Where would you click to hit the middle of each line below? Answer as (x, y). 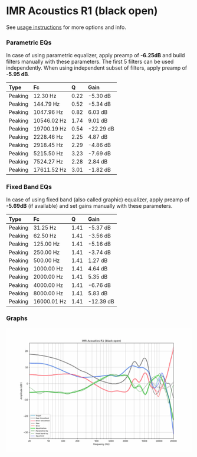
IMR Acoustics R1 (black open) (82, 11)
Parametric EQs (29, 43)
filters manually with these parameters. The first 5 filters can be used (90, 62)
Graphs (17, 318)
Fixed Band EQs (29, 187)
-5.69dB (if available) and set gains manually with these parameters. (89, 206)
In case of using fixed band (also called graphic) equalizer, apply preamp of (98, 200)
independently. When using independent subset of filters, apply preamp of (97, 68)
